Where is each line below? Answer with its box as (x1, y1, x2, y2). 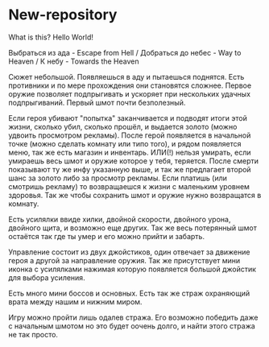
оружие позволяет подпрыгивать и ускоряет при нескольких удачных (8, 89, 251, 98)
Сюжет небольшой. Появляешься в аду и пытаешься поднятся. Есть (8, 72, 245, 81)
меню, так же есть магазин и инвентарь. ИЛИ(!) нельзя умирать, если (8, 147, 251, 157)
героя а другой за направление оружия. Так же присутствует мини (8, 255, 241, 265)
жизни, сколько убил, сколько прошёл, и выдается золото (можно (8, 122, 238, 131)
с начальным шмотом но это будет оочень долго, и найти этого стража (8, 320, 255, 331)
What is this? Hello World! (8, 32, 94, 42)
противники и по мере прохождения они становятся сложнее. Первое (8, 81, 252, 90)
